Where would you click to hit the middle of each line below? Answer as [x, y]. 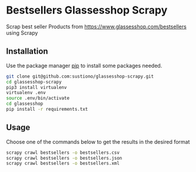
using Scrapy [22, 32]
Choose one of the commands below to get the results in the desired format [98, 141]
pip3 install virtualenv [36, 87]
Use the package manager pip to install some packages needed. [84, 65]
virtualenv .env [26, 93]
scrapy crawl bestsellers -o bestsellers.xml [63, 163]
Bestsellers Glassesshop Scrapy [87, 10]
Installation [27, 52]
